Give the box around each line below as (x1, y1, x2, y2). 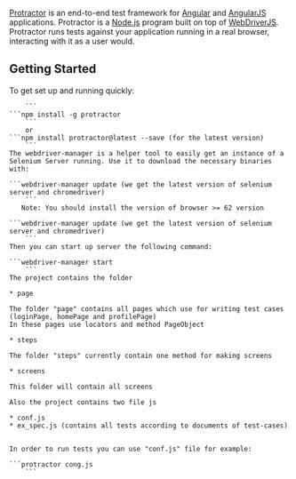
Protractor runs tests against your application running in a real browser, (9, 27, 270, 36)
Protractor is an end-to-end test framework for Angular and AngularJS (9, 8, 267, 18)
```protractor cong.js (9, 459, 93, 469)
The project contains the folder (9, 273, 133, 283)
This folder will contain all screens (9, 382, 153, 391)
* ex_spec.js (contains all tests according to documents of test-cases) (9, 421, 289, 430)
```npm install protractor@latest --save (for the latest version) (9, 133, 265, 142)
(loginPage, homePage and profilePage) (9, 312, 157, 321)
